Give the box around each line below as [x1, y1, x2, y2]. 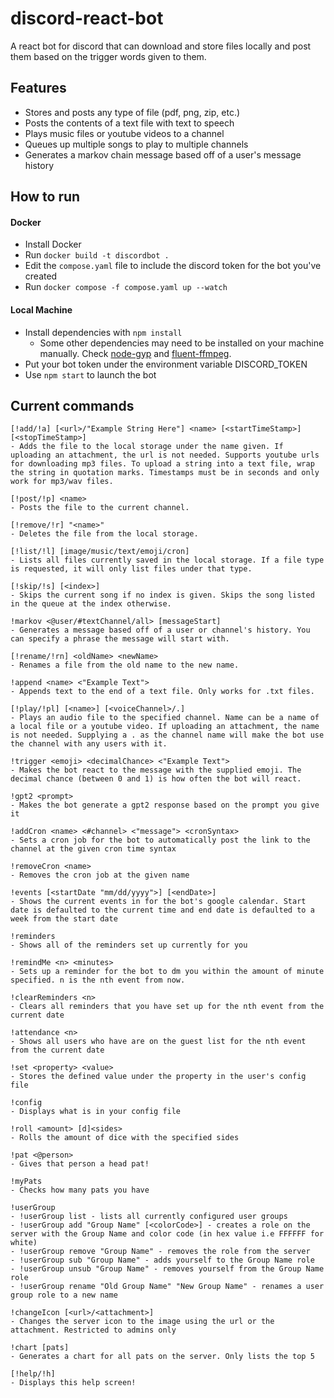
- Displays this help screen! [10, 1378, 137, 1388]
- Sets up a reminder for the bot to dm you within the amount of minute [10, 967, 325, 977]
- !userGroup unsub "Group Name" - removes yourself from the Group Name [10, 1264, 325, 1274]
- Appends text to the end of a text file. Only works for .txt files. [10, 687, 315, 697]
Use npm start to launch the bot [24, 368, 157, 381]
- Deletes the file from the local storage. [10, 529, 199, 539]
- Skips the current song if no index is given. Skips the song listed [10, 590, 315, 601]
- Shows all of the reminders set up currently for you [10, 940, 248, 951]
